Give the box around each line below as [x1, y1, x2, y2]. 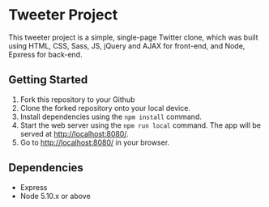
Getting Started [8, 73, 88, 87]
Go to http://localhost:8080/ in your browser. [19, 137, 170, 147]
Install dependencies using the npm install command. [19, 112, 203, 121]
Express [19, 182, 48, 192]
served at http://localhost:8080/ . [19, 129, 129, 138]
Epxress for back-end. [8, 49, 83, 59]
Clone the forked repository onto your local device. [19, 103, 190, 112]
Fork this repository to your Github [19, 95, 135, 104]
